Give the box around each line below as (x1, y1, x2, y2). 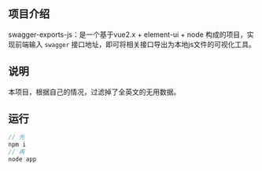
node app (8, 155, 37, 163)
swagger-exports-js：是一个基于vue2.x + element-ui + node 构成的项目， (8, 30, 248, 39)
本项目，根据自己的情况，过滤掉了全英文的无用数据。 (8, 87, 181, 96)
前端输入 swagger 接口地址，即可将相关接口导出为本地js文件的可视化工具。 (14, 39, 256, 49)
